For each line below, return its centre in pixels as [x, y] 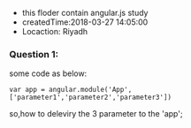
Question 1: [34, 54]
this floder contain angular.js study [85, 13]
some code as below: [48, 73]
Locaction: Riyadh [55, 31]
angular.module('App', [90, 90]
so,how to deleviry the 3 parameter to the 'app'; [96, 114]
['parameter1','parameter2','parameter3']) [91, 98]
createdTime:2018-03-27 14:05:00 [85, 22]
